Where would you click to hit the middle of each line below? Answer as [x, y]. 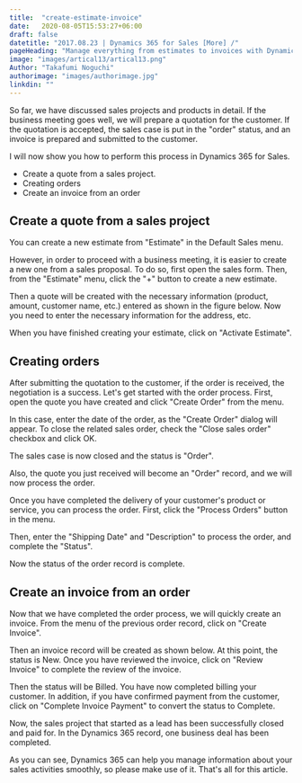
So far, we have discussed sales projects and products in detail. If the [138, 110]
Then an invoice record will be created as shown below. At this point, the [144, 650]
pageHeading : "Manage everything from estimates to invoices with [136, 51]
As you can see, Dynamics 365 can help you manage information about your [151, 760]
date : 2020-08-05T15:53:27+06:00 [76, 26]
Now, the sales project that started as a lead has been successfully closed [147, 724]
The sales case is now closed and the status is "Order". [111, 456]
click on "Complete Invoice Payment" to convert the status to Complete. [142, 706]
